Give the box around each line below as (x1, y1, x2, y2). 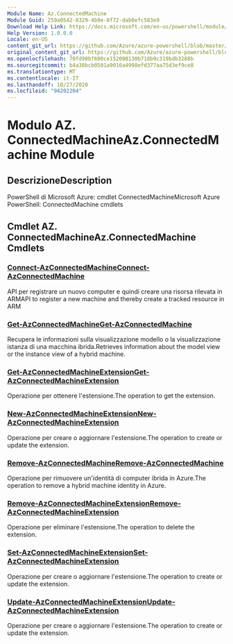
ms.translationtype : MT (7, 68, 76, 75)
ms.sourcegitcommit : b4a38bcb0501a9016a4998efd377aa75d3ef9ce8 (7, 62, 194, 69)
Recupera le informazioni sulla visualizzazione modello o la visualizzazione (7, 335, 221, 344)
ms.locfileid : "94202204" (7, 87, 82, 94)
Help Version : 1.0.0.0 (7, 29, 73, 37)
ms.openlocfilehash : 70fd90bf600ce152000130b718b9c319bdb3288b (7, 56, 194, 62)
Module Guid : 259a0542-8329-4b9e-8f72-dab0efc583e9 (7, 17, 159, 24)
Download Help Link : (7, 23, 67, 30)
